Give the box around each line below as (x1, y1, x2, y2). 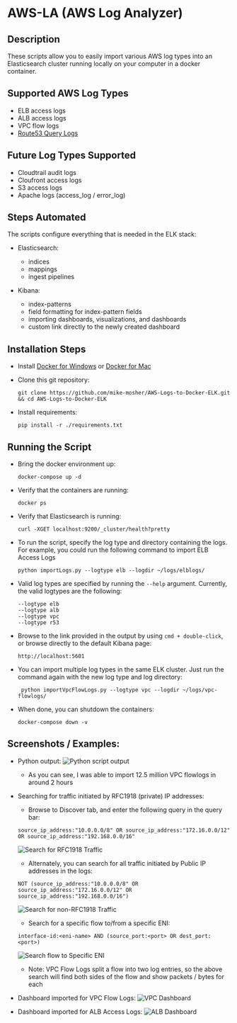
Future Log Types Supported (7, 149, 137, 162)
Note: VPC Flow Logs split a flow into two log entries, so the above (28, 965, 223, 973)
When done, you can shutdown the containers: (17, 705, 154, 713)
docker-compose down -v (17, 719, 88, 726)
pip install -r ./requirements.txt (17, 422, 123, 429)
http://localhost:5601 (17, 653, 85, 660)
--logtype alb (17, 607, 59, 614)
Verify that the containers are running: (17, 486, 129, 494)
